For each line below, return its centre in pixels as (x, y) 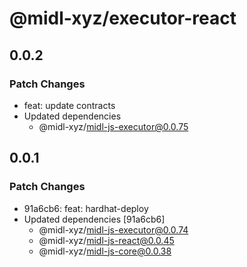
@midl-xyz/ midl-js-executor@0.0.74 (113, 229)
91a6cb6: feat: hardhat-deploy (86, 208)
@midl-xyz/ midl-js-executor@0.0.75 (113, 126)
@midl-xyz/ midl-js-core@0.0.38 (105, 251)
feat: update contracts (69, 105)
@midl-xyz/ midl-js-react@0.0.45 (106, 240)
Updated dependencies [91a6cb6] (94, 219)
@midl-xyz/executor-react (123, 18)
